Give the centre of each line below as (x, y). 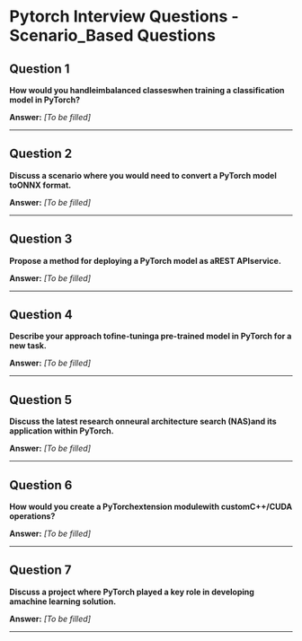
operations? (32, 516)
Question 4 (41, 315)
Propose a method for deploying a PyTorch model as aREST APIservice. (145, 260)
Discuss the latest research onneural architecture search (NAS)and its (143, 421)
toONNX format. (40, 185)
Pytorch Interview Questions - (124, 17)
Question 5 (41, 400)
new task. (28, 346)
